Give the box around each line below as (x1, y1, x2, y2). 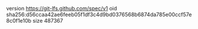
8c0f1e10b (6, 17, 32, 24)
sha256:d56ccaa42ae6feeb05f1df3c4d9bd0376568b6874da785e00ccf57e (6, 11, 192, 18)
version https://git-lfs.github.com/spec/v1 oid (6, 5, 117, 12)
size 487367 (32, 17, 64, 24)
